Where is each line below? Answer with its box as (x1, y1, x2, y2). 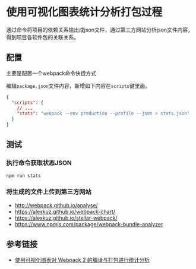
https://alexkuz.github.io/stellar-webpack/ (14, 214, 118, 221)
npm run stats (6, 173, 42, 179)
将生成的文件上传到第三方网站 (6, 188, 92, 196)
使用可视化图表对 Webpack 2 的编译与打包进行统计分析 (14, 256, 150, 263)
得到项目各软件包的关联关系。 (6, 33, 79, 40)
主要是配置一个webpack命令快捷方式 (6, 69, 97, 77)
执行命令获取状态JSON (6, 159, 72, 167)
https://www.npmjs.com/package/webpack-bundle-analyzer (14, 220, 163, 227)
